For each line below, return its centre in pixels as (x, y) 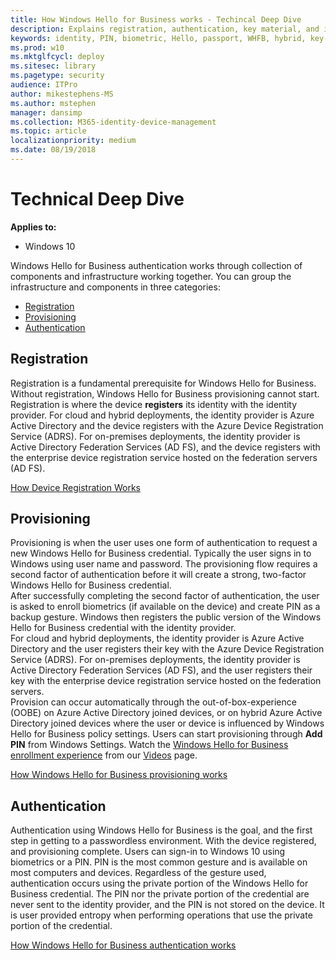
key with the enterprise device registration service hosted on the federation (166, 681)
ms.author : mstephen (53, 103)
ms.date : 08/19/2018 (53, 150)
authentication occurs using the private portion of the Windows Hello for (159, 883)
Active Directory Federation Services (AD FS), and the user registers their (161, 670)
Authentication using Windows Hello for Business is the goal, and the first (161, 830)
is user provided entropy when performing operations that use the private (161, 915)
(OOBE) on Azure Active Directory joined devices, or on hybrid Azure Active (166, 713)
